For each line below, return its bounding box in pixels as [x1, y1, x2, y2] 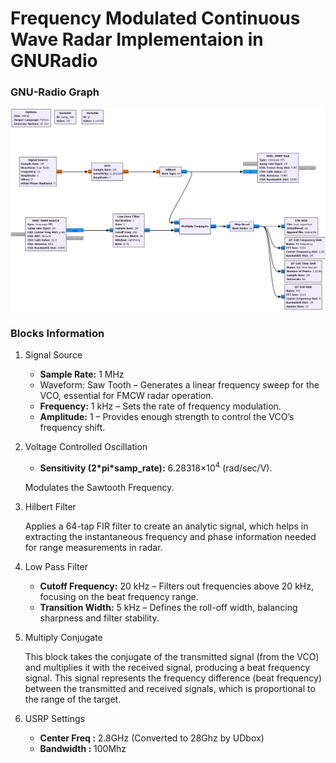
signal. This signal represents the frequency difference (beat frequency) [24, 672, 323, 684]
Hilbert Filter [24, 500, 77, 512]
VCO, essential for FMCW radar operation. [39, 390, 214, 402]
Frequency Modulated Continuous [10, 7, 301, 30]
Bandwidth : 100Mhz [39, 742, 127, 754]
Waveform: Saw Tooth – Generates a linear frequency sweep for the [39, 379, 320, 391]
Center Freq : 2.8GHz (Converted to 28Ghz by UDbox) [39, 732, 265, 744]
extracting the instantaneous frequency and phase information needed [24, 530, 317, 542]
